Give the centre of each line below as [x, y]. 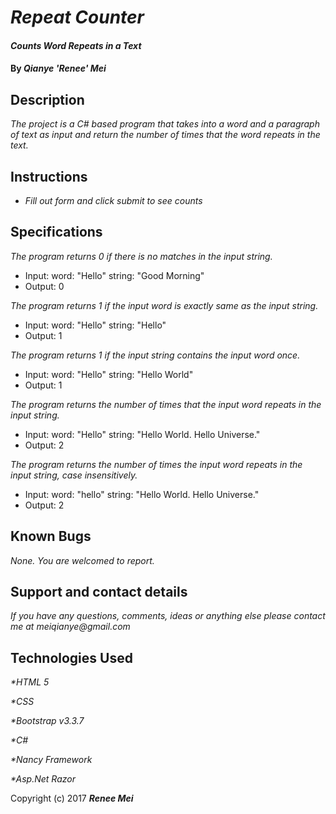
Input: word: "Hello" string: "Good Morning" [114, 275]
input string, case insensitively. [74, 475]
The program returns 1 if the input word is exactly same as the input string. [164, 305]
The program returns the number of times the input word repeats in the [156, 464]
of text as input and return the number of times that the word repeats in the [165, 135]
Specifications [56, 232]
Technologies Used [71, 657]
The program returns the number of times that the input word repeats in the [166, 404]
